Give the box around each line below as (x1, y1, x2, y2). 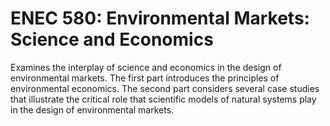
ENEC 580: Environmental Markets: (10, 7, 310, 30)
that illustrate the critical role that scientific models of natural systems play (10, 93, 317, 105)
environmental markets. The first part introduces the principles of (10, 72, 280, 84)
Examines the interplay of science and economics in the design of (10, 61, 282, 73)
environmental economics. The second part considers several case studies (10, 82, 320, 94)
